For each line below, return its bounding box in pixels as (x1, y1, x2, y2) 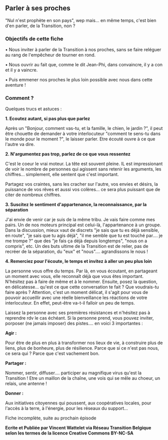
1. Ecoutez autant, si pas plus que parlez (5, 115, 90, 122)
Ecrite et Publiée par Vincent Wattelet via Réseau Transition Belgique (5, 425, 151, 431)
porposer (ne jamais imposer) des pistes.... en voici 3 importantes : (5, 321, 143, 327)
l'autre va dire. (5, 141, 35, 148)
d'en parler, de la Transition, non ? (5, 23, 75, 29)
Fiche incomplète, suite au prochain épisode (5, 415, 96, 421)
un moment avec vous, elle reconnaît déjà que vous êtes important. (5, 273, 144, 279)
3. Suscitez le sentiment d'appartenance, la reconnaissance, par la (5, 202, 147, 208)
